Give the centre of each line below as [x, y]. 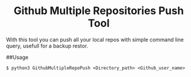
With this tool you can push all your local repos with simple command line [95, 39]
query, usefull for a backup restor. [47, 46]
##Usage [17, 57]
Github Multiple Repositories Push [99, 11]
